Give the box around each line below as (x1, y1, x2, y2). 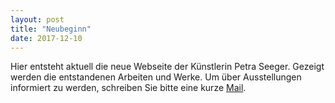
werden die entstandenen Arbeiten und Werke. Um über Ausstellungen (10, 71, 302, 83)
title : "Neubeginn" (10, 24, 92, 34)
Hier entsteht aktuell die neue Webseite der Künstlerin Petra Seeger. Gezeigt (10, 61, 325, 73)
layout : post (10, 14, 65, 25)
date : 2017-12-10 (10, 33, 83, 43)
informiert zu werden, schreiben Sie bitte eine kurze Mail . (10, 82, 247, 94)
